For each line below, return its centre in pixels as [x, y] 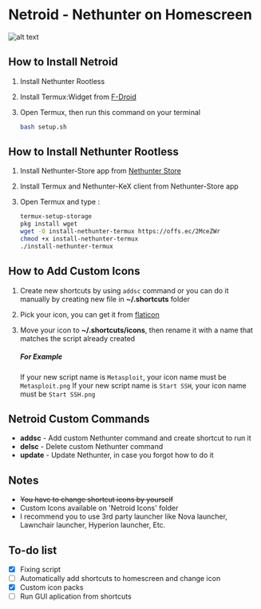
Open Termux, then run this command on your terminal [110, 112]
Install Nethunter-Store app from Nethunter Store [100, 171]
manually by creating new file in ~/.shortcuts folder [105, 299]
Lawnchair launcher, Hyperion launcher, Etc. [93, 525]
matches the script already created [77, 338]
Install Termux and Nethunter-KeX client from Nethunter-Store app [129, 186]
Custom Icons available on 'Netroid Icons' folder [99, 508]
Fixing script [40, 570]
